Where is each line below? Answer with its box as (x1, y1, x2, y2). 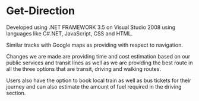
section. (6, 89, 26, 96)
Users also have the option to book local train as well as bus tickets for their (6, 77, 191, 84)
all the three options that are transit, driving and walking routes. (6, 65, 162, 72)
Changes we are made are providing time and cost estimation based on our (6, 53, 191, 60)
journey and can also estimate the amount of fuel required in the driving (6, 83, 182, 90)
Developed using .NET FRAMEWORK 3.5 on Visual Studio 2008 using (6, 24, 176, 31)
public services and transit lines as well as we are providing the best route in (6, 59, 193, 66)
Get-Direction (6, 4, 75, 18)
